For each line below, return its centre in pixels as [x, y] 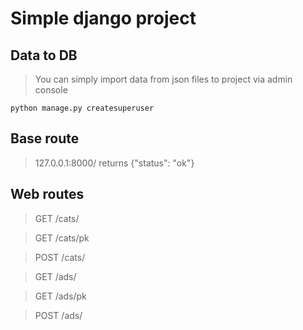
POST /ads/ [58, 315]
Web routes [47, 194]
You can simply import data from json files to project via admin [163, 79]
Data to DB [44, 55]
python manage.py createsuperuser [82, 108]
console [51, 90]
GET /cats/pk [62, 238]
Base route [45, 138]
